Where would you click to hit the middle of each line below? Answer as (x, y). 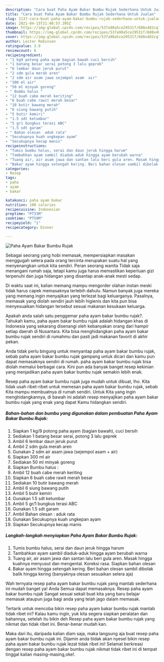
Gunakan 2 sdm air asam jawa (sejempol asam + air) (65, 452)
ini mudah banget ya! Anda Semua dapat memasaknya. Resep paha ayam (79, 588)
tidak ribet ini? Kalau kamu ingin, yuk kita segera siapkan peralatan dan (77, 614)
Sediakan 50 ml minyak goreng (44, 462)
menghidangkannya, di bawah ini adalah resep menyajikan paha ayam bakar (82, 397)
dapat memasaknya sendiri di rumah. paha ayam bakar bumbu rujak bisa (78, 361)
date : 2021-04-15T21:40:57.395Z (38, 23)
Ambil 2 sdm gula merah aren (42, 446)
